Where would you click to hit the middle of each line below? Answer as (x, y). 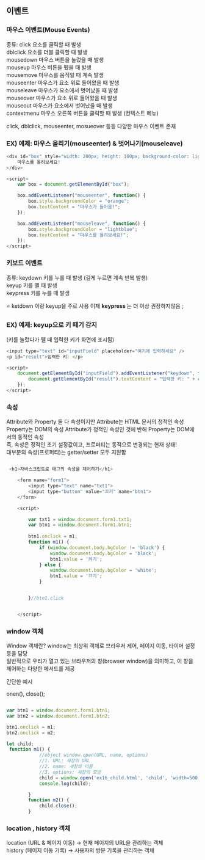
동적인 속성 (31, 437)
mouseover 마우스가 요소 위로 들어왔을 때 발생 (62, 98)
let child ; (20, 744)
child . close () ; (58, 806)
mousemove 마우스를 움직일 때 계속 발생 (55, 75)
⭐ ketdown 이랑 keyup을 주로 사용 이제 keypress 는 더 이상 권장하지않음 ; (95, 306)
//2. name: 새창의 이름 (66, 767)
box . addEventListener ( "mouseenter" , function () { (82, 195)
